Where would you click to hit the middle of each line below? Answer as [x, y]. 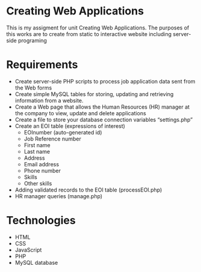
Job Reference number [52, 139]
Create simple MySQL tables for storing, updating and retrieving [94, 94]
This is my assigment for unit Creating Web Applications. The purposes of [98, 28]
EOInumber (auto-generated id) [63, 132]
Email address [41, 164]
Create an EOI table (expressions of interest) [70, 126]
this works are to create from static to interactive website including [89, 34]
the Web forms [33, 88]
